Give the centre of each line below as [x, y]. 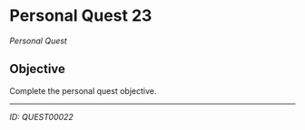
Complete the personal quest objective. [83, 90]
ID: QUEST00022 [42, 116]
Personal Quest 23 [81, 16]
